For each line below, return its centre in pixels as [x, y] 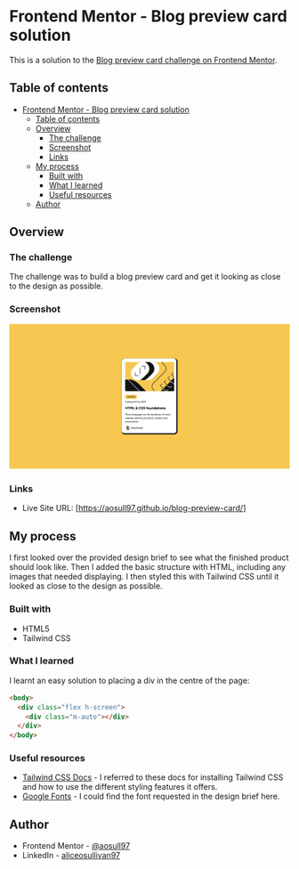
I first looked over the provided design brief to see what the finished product [149, 557]
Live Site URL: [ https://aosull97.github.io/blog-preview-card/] [134, 508]
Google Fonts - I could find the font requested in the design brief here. [151, 796]
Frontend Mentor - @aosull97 [76, 846]
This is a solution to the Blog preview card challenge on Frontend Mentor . [143, 60]
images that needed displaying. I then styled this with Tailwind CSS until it [144, 577]
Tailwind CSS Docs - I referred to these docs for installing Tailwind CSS [153, 777]
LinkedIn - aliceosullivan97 [71, 856]
